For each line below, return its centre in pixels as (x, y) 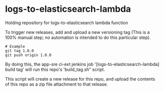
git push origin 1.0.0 (28, 55)
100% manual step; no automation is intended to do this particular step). (78, 37)
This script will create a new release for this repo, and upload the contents (80, 79)
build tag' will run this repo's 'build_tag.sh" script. (55, 69)
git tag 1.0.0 (20, 51)
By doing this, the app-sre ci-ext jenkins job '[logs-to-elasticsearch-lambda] (82, 64)
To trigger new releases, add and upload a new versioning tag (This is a (77, 32)
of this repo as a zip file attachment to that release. (56, 84)
